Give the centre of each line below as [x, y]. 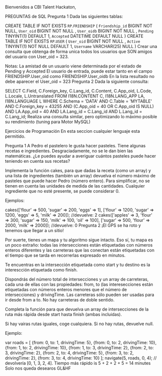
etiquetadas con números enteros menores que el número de [66, 290]
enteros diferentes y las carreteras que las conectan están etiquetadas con [80, 250]
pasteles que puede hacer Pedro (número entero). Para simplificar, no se [77, 181]
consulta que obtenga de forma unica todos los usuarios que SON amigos [79, 51]
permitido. [15, 136]
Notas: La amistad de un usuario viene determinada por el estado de [73, 66]
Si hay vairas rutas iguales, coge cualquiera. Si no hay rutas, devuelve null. [79, 324]
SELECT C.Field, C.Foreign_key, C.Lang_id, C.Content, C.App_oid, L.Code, [79, 91]
